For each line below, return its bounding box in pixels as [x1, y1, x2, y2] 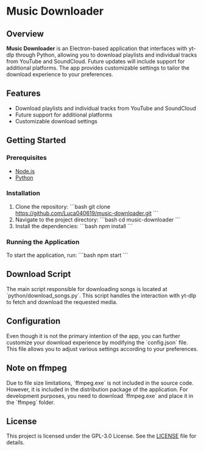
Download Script [6, 269, 71, 280]
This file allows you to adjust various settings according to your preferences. [6, 345, 199, 352]
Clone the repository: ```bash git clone [15, 203, 111, 210]
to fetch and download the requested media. [6, 298, 118, 306]
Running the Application [6, 237, 80, 246]
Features [6, 88, 41, 99]
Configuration [6, 316, 61, 327]
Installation [6, 189, 41, 198]
